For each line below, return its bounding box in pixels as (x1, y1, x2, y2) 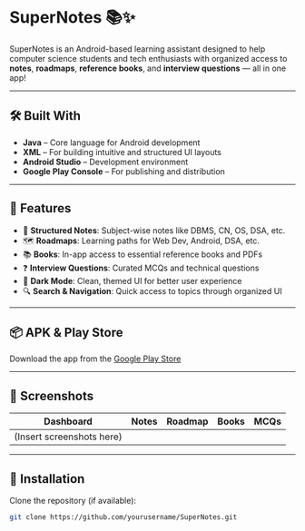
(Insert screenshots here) (14, 430, 123, 443)
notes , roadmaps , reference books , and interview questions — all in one (9, 63, 287, 74)
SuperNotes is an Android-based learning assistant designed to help (9, 43, 266, 54)
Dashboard (44, 415, 93, 428)
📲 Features (9, 201, 72, 216)
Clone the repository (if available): (9, 496, 137, 506)
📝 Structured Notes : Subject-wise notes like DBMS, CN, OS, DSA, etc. (22, 224, 286, 236)
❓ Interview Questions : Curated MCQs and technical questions (22, 262, 260, 273)
